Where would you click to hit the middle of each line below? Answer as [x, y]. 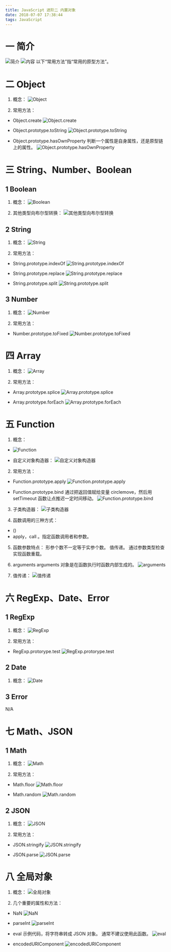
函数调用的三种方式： [35, 520]
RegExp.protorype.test [36, 651]
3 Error [17, 697]
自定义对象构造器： [33, 460]
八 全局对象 [29, 877]
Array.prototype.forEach [38, 402]
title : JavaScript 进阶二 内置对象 [40, 10]
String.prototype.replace [39, 273]
